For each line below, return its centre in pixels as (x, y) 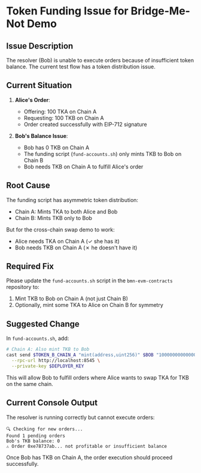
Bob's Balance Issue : (41, 135)
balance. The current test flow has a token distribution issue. (81, 67)
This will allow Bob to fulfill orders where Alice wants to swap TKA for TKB (98, 377)
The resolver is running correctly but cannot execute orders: (80, 417)
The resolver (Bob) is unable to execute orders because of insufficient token (100, 60)
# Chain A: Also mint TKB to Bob (48, 350)
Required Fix (30, 266)
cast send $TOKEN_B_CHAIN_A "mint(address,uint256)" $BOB (80, 355)
